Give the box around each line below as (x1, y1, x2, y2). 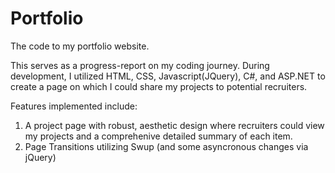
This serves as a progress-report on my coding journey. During (10, 59, 270, 71)
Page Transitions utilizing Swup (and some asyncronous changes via (24, 140, 309, 152)
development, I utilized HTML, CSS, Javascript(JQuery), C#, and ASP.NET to (10, 70, 326, 82)
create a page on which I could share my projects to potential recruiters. (10, 80, 308, 92)
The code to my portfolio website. (10, 40, 150, 52)
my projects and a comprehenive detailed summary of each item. (24, 130, 293, 142)
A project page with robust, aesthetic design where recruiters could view (24, 119, 325, 131)
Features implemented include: (10, 100, 138, 112)
